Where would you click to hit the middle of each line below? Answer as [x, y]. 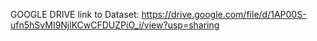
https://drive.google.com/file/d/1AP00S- [224, 14]
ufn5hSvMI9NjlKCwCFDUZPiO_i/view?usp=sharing [115, 25]
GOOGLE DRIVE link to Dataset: [75, 14]
